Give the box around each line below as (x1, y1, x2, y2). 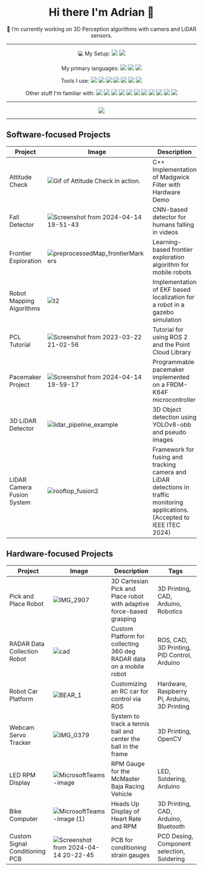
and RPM (111, 822, 137, 831)
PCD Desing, (157, 832, 193, 840)
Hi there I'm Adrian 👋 (48, 5, 155, 19)
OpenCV (157, 735, 182, 743)
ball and (111, 727, 134, 735)
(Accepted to (152, 513, 190, 522)
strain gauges (111, 850, 150, 859)
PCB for (111, 835, 134, 844)
